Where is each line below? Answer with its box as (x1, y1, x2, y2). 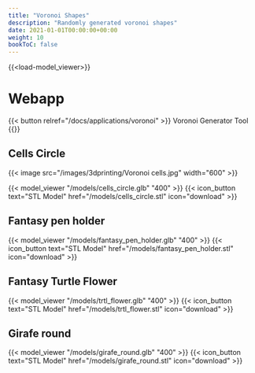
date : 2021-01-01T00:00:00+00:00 (8, 26, 118, 34)
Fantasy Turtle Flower (8, 275, 118, 288)
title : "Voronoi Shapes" (8, 11, 90, 20)
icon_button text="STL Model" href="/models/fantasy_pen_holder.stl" (8, 243, 234, 253)
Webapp (8, 90, 65, 108)
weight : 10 (8, 33, 44, 42)
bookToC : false (8, 41, 58, 49)
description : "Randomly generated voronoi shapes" (8, 19, 178, 27)
